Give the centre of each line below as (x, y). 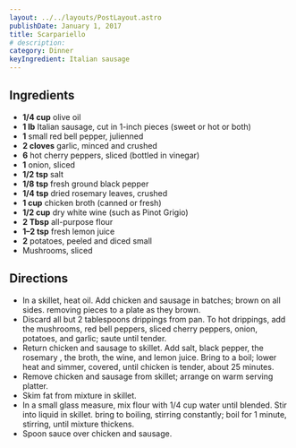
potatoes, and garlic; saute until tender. (94, 338)
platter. (35, 385)
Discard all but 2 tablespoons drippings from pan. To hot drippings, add (154, 319)
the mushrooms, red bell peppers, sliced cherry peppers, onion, (140, 329)
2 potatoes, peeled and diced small (87, 241)
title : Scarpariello (48, 34)
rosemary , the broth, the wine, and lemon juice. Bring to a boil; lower (149, 357)
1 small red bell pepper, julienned (83, 136)
